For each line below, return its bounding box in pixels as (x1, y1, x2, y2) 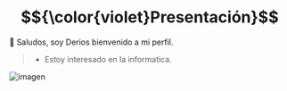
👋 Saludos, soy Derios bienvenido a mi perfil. (9, 37, 174, 47)
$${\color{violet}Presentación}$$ (20, 7, 279, 28)
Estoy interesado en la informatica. (44, 54, 172, 64)
